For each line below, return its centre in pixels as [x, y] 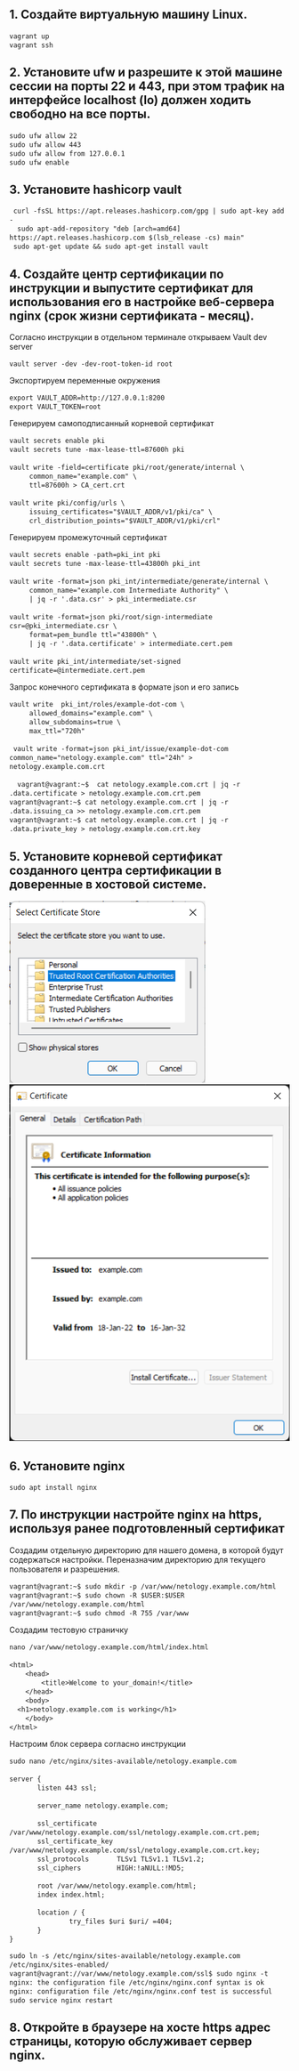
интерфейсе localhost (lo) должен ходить [130, 100]
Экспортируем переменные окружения [85, 381]
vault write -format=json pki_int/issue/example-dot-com [121, 749]
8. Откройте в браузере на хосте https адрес [140, 2028]
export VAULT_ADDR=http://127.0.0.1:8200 [87, 398]
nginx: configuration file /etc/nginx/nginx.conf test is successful [141, 1991]
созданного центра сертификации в [116, 870]
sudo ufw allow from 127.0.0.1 [67, 154]
